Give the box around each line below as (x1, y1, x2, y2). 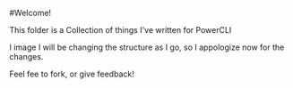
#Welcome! (9, 8, 52, 18)
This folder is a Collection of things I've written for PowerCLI (9, 25, 232, 35)
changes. (9, 52, 44, 61)
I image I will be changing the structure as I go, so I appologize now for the (9, 42, 285, 52)
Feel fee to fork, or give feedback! (9, 68, 134, 79)
